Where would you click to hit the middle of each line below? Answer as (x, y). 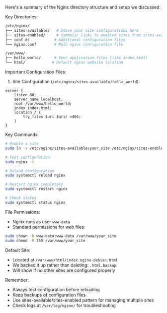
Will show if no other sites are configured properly (64, 270)
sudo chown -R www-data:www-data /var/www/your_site (61, 236)
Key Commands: (22, 134)
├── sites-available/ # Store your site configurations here (72, 30)
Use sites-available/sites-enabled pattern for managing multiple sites (83, 300)
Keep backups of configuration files (49, 295)
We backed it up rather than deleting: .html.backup (64, 265)
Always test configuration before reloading (56, 289)
